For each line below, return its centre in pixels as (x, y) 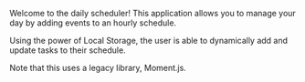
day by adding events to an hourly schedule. (93, 23)
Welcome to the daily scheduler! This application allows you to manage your (153, 13)
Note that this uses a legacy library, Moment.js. (98, 68)
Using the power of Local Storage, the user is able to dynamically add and (149, 41)
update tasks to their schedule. (68, 50)
